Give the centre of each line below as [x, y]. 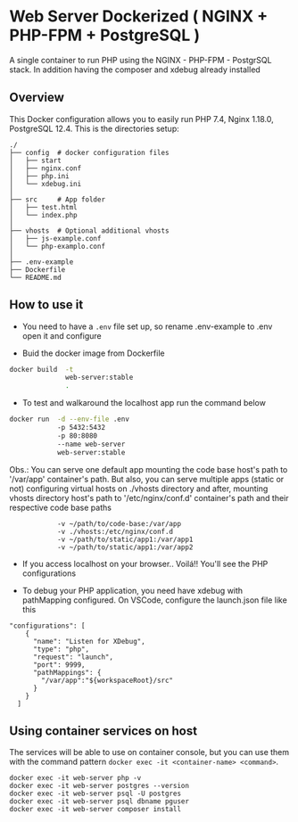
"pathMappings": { [67, 672]
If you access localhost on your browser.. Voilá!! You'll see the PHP [145, 563]
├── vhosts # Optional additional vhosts [89, 230]
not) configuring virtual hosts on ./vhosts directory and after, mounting [139, 489]
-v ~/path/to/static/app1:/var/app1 [125, 539]
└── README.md [36, 277]
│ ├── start [36, 160]
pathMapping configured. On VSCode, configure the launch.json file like [154, 600]
